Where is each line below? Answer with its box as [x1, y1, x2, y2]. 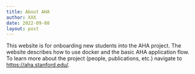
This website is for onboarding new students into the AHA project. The [6, 42, 182, 49]
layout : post [6, 25, 39, 32]
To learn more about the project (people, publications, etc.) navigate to [6, 55, 182, 62]
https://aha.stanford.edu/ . [6, 61, 70, 69]
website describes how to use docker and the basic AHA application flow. [6, 49, 190, 56]
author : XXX [6, 14, 36, 20]
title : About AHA [6, 8, 50, 15]
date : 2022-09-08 [6, 20, 50, 26]
